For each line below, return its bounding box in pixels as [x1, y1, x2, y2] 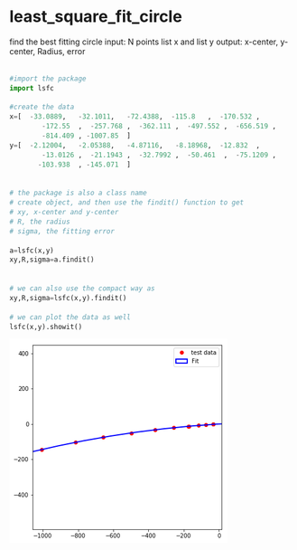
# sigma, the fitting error [9, 226, 116, 236]
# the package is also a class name [9, 188, 147, 198]
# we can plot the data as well [9, 312, 131, 322]
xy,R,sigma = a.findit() [9, 255, 95, 264]
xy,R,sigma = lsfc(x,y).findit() [9, 293, 127, 302]
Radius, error [37, 45, 86, 56]
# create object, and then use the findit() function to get [9, 198, 245, 207]
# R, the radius [9, 217, 70, 226]
